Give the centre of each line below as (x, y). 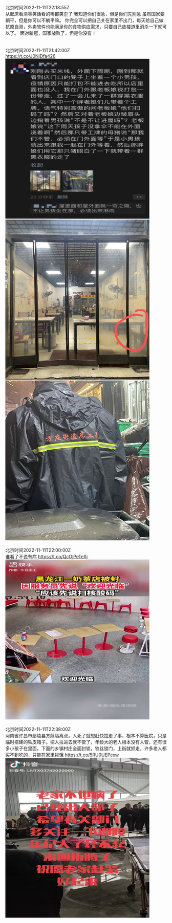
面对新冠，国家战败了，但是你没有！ (58, 33)
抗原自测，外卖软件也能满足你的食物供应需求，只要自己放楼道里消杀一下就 (84, 27)
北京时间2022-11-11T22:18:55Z (38, 7)
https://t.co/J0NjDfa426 (30, 56)
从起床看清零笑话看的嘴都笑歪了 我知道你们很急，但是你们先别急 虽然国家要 (85, 14)
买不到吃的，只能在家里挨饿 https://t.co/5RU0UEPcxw (62, 755)
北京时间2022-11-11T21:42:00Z (38, 50)
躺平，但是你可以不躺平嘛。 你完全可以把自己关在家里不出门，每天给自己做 (84, 20)
